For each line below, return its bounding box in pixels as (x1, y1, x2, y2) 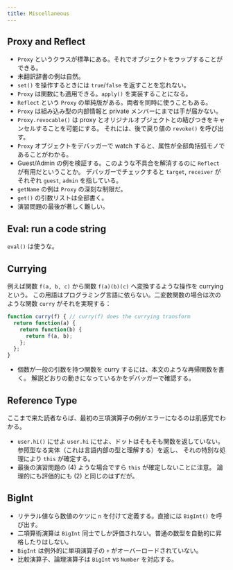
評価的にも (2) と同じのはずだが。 (41, 472, 139, 480)
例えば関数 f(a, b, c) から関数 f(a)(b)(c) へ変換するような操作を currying (7, 282, 224, 291)
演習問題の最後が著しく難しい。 (17, 202, 109, 211)
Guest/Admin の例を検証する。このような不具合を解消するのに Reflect (17, 159, 220, 167)
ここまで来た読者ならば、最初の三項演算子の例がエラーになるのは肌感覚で (7, 414, 220, 422)
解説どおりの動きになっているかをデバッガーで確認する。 (31, 374, 196, 382)
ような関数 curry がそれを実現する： (7, 300, 112, 308)
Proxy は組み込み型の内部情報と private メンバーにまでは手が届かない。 (17, 107, 223, 115)
